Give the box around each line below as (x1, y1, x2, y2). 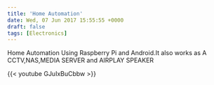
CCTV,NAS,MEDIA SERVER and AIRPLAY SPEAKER (7, 56, 154, 65)
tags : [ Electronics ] (7, 29, 68, 37)
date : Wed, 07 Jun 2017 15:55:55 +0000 (7, 17, 124, 24)
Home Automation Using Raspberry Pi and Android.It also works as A (7, 49, 207, 57)
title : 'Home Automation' (7, 10, 83, 17)
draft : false (7, 23, 46, 30)
